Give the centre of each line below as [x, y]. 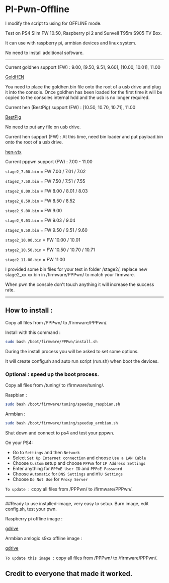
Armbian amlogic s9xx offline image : [44, 538]
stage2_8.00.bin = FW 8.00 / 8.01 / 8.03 [47, 191]
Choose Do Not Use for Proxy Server [50, 479]
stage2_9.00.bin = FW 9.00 [34, 210]
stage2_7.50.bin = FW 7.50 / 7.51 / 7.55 [45, 181]
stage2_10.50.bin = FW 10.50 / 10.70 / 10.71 [50, 250]
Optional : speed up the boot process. [52, 374]
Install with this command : [33, 332]
